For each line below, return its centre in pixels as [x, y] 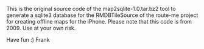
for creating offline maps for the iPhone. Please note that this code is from [99, 21]
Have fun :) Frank [28, 40]
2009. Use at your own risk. [41, 28]
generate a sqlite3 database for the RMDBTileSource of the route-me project [102, 15]
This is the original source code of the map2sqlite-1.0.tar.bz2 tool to [91, 9]
